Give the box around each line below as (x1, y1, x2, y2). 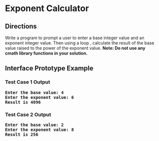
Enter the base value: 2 (5, 122, 64, 127)
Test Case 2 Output (5, 111, 52, 118)
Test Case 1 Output (5, 79, 50, 85)
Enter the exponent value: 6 (5, 95, 74, 100)
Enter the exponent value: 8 (5, 127, 74, 132)
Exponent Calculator (5, 3, 89, 14)
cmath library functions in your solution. (5, 50, 88, 56)
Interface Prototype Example (5, 64, 94, 72)
